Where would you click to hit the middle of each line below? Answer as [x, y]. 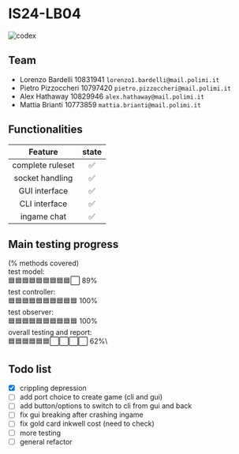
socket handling [43, 178]
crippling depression [53, 388]
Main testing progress [63, 244]
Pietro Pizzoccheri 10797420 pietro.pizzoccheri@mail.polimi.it [125, 88]
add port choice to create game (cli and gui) [91, 397]
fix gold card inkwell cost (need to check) [87, 424]
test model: [26, 272]
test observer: [31, 312]
